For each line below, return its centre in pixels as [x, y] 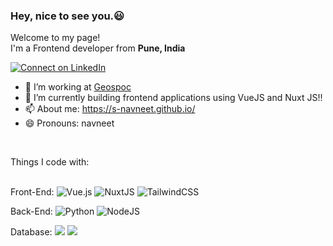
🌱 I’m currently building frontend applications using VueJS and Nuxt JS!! [173, 98]
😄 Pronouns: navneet [69, 123]
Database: [31, 232]
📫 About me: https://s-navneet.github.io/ [110, 109]
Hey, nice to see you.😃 [67, 16]
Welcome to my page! [55, 38]
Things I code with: [50, 162]
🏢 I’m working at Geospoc [78, 87]
